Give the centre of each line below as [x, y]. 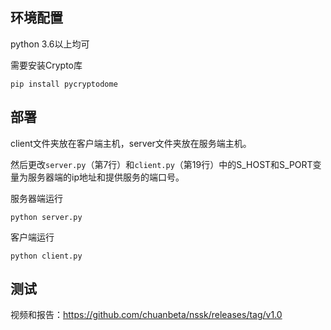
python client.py [46, 256]
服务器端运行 [36, 198]
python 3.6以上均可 [50, 44]
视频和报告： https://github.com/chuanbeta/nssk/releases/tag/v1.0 [146, 315]
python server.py [46, 217]
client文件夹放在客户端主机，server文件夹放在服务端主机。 [131, 143]
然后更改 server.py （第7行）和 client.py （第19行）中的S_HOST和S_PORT [161, 164]
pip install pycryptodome [64, 84]
